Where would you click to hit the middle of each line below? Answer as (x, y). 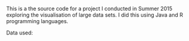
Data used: (19, 33)
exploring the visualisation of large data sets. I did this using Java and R (95, 15)
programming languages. (37, 21)
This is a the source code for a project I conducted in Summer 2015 (89, 9)
